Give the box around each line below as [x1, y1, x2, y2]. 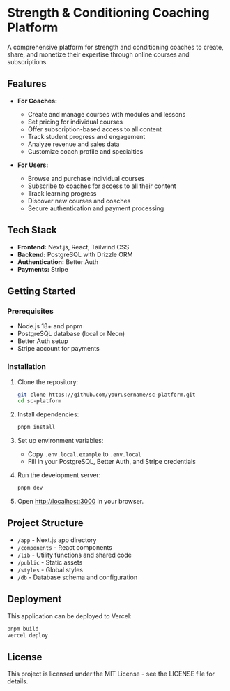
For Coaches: [17, 96, 58, 105]
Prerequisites [7, 306, 54, 316]
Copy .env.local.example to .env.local [27, 450, 141, 458]
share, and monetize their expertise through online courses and [7, 50, 190, 59]
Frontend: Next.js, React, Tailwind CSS [17, 242, 130, 251]
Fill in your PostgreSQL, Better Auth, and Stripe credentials [27, 458, 197, 466]
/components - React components [17, 543, 113, 551]
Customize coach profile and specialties [27, 147, 144, 155]
